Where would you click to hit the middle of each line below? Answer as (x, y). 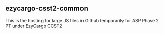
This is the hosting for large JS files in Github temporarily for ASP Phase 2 (82, 20)
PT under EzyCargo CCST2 (34, 26)
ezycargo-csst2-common (47, 8)
